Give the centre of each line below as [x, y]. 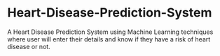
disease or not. [29, 46]
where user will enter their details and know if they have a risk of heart [109, 39]
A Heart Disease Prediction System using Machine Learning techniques [110, 32]
